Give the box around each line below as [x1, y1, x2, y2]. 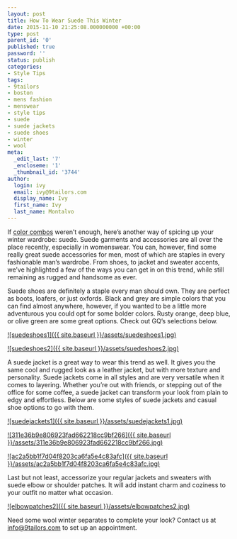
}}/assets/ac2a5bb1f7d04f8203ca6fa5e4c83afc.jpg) [7, 459, 161, 468]
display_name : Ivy [13, 195, 69, 202]
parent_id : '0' [7, 37, 52, 44]
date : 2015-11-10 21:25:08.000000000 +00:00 [7, 23, 141, 30]
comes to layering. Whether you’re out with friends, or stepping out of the [7, 380, 222, 389]
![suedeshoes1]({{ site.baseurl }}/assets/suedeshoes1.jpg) [7, 330, 177, 339]
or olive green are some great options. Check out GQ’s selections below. [7, 316, 218, 325]
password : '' [7, 50, 46, 57]
